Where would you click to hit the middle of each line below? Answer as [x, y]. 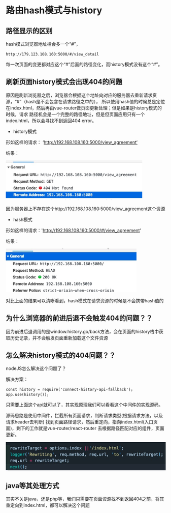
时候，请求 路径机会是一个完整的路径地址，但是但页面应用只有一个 [75, 114]
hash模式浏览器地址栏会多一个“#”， [43, 44]
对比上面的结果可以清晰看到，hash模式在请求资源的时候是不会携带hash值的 [85, 300]
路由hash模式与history [54, 10]
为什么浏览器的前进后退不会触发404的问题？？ [79, 318]
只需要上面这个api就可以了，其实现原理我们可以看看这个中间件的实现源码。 [84, 405]
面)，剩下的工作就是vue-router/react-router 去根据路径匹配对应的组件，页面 [85, 429]
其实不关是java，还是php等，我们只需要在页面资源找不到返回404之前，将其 [85, 499]
